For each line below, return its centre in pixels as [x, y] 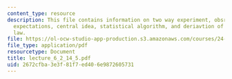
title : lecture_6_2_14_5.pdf [49, 58]
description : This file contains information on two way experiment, [109, 20]
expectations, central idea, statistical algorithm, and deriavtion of [119, 26]
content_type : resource [41, 13]
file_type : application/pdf [48, 45]
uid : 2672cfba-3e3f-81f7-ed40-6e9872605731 [71, 65]
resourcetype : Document [41, 52]
